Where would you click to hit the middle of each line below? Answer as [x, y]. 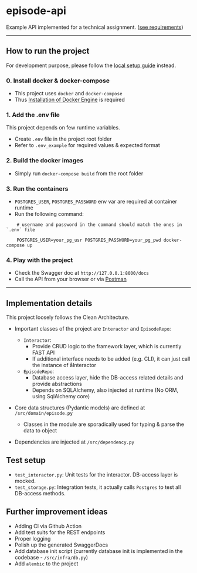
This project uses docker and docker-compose [68, 94]
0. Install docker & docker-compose [58, 81]
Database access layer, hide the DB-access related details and [108, 378]
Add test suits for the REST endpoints [60, 532]
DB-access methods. [40, 493]
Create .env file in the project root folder [63, 139]
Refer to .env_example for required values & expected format [87, 145]
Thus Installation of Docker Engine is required [69, 100]
